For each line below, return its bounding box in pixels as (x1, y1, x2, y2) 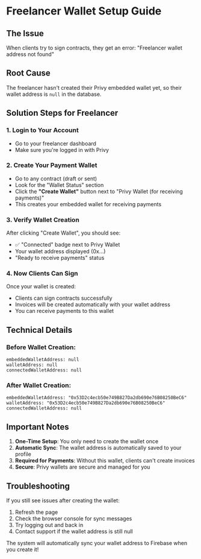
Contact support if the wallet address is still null (14, 528, 134, 535)
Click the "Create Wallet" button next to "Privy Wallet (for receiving (14, 188, 184, 195)
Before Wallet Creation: (6, 343, 76, 351)
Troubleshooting (6, 481, 70, 491)
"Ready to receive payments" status (14, 254, 105, 262)
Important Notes (6, 422, 69, 432)
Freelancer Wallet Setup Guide (6, 4, 162, 18)
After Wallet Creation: (6, 381, 71, 390)
